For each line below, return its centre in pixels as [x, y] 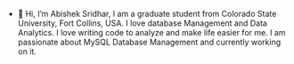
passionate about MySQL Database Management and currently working [149, 42]
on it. [27, 52]
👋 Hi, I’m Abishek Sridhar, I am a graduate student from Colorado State [147, 14]
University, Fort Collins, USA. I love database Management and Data [142, 23]
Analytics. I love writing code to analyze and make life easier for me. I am [151, 32]
